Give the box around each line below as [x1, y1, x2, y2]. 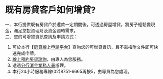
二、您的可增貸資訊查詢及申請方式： [5, 34, 78, 39]
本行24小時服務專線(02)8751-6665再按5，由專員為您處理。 [12, 68, 132, 74]
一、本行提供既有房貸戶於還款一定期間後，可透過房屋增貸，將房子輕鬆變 [5, 21, 151, 27]
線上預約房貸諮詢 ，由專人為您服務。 [12, 56, 86, 62]
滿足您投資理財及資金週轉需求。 [13, 27, 78, 33]
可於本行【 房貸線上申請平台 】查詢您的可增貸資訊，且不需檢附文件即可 [12, 44, 154, 50]
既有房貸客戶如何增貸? [5, 4, 96, 16]
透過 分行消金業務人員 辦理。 [12, 62, 69, 68]
